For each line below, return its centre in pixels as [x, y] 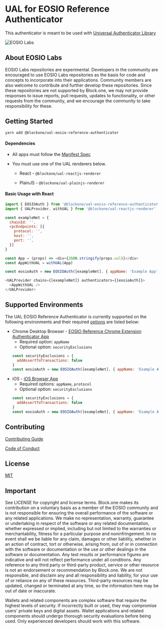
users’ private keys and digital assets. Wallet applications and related [74, 611]
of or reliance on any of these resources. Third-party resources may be [77, 581]
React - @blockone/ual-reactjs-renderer [60, 173]
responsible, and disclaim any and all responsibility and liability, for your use [82, 575]
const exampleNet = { [27, 218]
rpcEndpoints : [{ [27, 227]
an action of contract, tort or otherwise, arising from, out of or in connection [81, 544]
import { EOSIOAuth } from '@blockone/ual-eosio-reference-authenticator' [83, 204]
